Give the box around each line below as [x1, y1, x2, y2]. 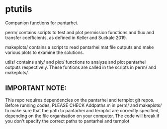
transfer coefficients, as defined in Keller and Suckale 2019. [5, 35, 127, 41]
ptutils [5, 3, 32, 15]
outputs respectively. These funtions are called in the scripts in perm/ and [5, 64, 157, 70]
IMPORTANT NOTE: [5, 84, 67, 92]
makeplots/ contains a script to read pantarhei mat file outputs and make [5, 44, 154, 50]
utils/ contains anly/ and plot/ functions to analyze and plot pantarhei [5, 59, 146, 65]
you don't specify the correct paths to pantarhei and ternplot [5, 118, 130, 124]
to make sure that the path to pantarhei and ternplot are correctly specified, [5, 107, 160, 113]
